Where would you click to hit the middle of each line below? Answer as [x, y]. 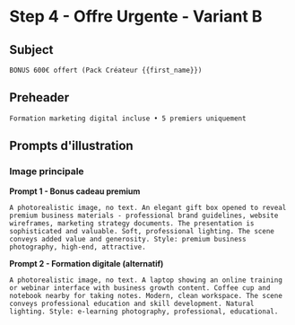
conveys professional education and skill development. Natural [132, 303]
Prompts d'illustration [71, 146]
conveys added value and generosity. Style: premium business [128, 239]
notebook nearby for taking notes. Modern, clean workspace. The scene [146, 295]
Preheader [39, 97]
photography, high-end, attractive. [78, 247]
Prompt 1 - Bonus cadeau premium [75, 191]
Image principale [47, 171]
